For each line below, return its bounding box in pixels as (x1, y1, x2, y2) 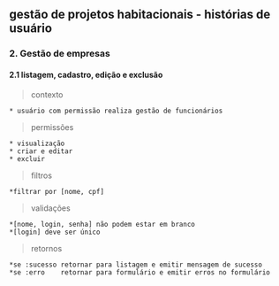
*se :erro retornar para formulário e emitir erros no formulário (9, 267, 271, 277)
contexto (30, 89, 64, 100)
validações (30, 203, 71, 213)
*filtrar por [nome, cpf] (9, 187, 104, 196)
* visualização (9, 139, 65, 148)
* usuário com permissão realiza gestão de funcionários (9, 106, 223, 115)
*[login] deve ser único (9, 228, 101, 236)
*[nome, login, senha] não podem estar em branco (9, 220, 196, 228)
